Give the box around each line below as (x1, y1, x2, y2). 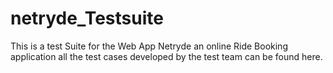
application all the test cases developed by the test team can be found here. (10, 50, 323, 62)
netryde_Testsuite (10, 7, 164, 30)
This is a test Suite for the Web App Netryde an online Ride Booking (10, 40, 288, 52)
